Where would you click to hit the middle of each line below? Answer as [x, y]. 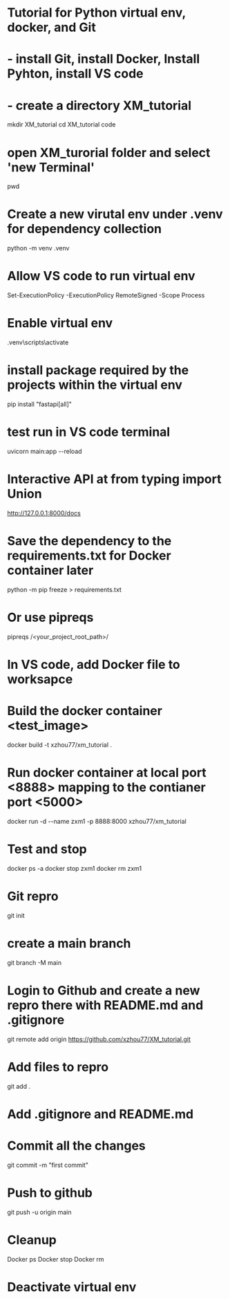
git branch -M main [35, 962]
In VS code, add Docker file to [94, 664]
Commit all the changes [77, 1145]
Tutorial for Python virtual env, [97, 13]
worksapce [40, 679]
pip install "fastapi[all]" [40, 404]
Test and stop [47, 849]
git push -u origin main [39, 1212]
